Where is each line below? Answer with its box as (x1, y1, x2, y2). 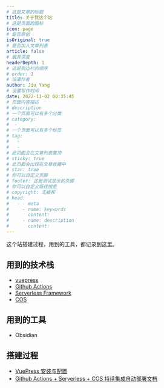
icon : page (6, 25, 34, 32)
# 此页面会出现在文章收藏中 (6, 161, 67, 167)
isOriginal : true (6, 37, 50, 43)
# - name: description (6, 218, 74, 224)
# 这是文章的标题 (6, 8, 44, 15)
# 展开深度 (6, 54, 30, 60)
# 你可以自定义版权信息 (6, 184, 57, 190)
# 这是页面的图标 (6, 20, 44, 26)
